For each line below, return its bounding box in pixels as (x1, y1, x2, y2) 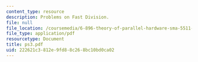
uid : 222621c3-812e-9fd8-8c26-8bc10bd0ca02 (6, 47, 115, 53)
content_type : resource (6, 8, 65, 15)
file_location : (6, 25, 44, 31)
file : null (6, 19, 33, 25)
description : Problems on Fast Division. (6, 14, 110, 20)
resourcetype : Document (6, 36, 65, 42)
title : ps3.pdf (6, 42, 44, 48)
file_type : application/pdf (6, 31, 75, 37)
